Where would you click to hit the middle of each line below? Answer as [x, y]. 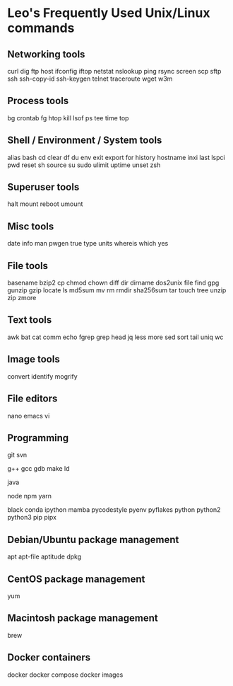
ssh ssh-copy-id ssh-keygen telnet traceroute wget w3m [90, 79]
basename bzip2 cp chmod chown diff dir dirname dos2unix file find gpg [113, 283]
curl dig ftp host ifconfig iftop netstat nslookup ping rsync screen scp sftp [114, 71]
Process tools [38, 101]
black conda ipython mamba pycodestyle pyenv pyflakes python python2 [114, 510]
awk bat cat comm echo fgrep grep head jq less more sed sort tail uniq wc [115, 337]
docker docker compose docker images [65, 675]
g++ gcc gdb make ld [38, 469]
